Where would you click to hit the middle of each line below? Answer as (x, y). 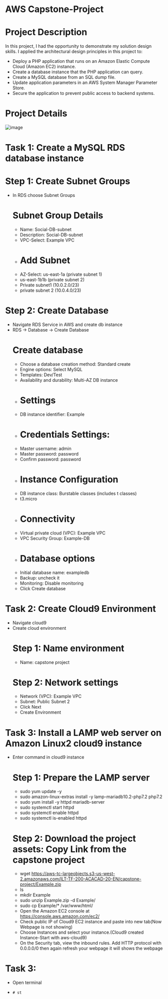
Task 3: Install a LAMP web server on (83, 733)
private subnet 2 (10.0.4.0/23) (50, 290)
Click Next (30, 707)
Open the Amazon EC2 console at (55, 911)
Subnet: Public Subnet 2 (45, 702)
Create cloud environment (39, 628)
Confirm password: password (50, 459)
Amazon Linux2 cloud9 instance (74, 743)
